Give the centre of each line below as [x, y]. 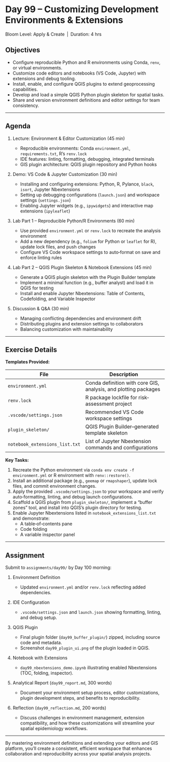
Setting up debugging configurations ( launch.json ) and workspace [90, 195]
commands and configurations [122, 448]
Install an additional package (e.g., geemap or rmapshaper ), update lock [85, 481]
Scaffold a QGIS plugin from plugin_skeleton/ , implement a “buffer [82, 502]
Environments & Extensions [64, 20]
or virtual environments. [37, 67]
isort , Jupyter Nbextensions [50, 189]
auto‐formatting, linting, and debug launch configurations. [73, 497]
